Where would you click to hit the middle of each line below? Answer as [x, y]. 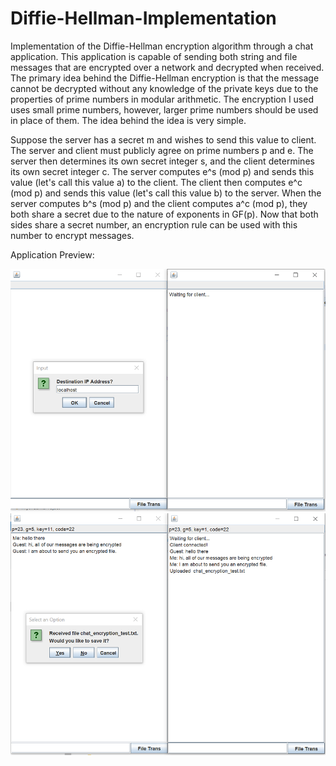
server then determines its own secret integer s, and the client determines [162, 161]
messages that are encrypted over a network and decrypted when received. [167, 67]
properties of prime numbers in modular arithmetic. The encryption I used [162, 99]
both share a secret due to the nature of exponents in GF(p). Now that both [164, 214]
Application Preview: [52, 254]
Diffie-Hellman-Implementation [143, 18]
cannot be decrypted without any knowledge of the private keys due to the [164, 88]
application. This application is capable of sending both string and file [154, 56]
